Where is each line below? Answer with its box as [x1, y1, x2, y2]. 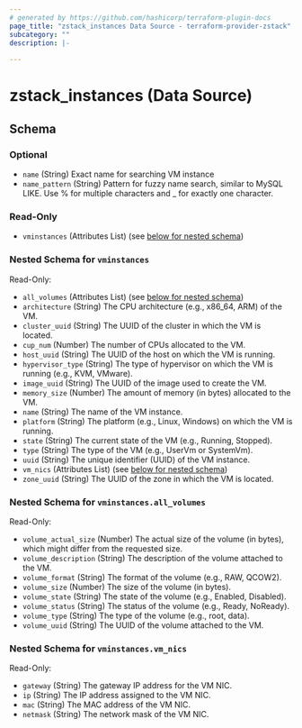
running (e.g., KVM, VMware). [22, 368, 133, 378]
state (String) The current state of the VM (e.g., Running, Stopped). [22, 434, 272, 446]
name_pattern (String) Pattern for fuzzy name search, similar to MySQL [22, 178, 283, 189]
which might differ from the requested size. [22, 542, 182, 554]
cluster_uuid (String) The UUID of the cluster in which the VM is [22, 320, 262, 331]
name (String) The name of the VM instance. [22, 406, 183, 417]
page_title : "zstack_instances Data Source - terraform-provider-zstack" [9, 22, 292, 31]
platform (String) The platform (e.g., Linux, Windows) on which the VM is [22, 415, 293, 426]
